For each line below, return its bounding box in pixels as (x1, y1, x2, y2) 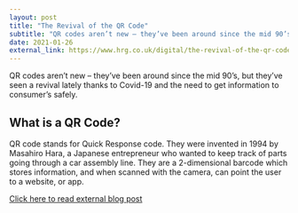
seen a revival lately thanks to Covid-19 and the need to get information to (9, 80, 279, 91)
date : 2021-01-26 (9, 37, 74, 47)
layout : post (9, 12, 58, 22)
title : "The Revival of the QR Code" (9, 21, 149, 30)
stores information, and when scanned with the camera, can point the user (9, 166, 282, 177)
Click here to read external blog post (9, 193, 143, 204)
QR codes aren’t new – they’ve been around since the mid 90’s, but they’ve (9, 70, 283, 81)
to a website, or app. (9, 176, 84, 186)
